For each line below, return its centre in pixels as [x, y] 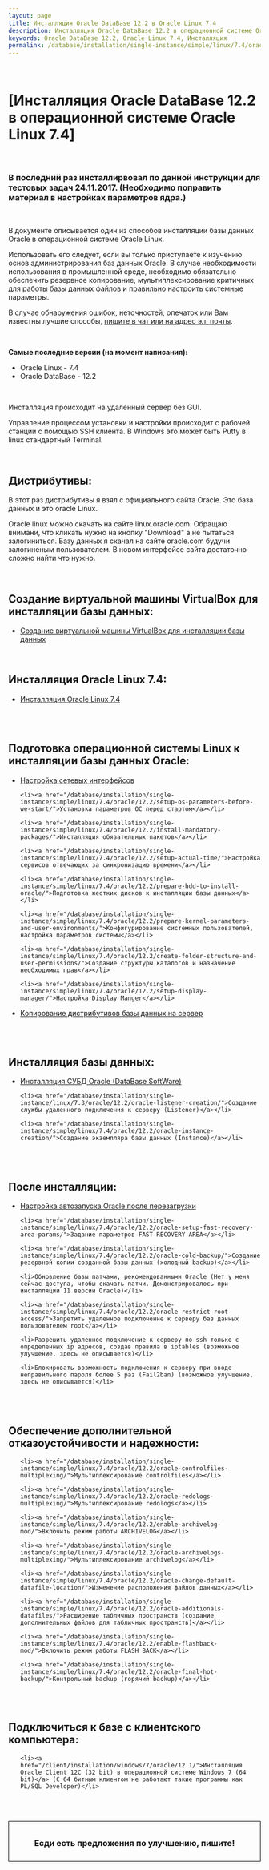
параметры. [29, 297]
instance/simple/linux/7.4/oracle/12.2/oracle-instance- [117, 1131]
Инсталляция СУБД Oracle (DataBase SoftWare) [100, 1082]
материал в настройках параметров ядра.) [97, 197]
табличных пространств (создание [159, 1616]
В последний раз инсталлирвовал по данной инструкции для [134, 177]
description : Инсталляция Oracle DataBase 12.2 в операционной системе [130, 30]
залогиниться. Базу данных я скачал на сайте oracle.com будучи [119, 541]
